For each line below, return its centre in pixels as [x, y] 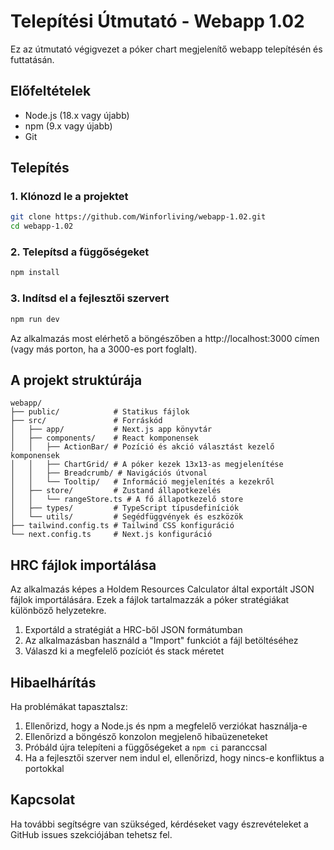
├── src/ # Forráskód [86, 421]
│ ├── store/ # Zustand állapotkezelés [116, 491]
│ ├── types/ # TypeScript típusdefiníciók [125, 508]
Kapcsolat [43, 800]
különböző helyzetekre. [58, 611]
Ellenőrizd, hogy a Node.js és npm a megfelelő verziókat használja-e [166, 726]
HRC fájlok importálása [83, 565]
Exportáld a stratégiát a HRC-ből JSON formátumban [133, 630]
